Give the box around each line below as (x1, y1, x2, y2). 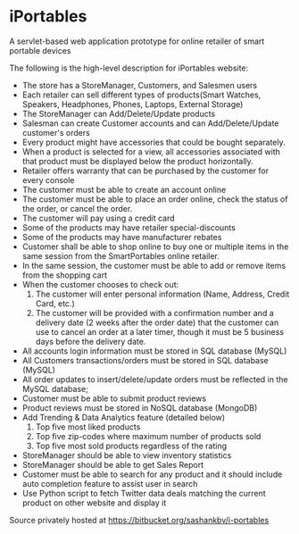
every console (21, 174, 75, 185)
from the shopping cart (21, 270, 108, 280)
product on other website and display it (21, 497, 167, 508)
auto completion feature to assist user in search (21, 478, 198, 488)
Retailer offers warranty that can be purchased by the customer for (21, 165, 270, 176)
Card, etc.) (35, 297, 76, 309)
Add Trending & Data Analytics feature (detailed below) (21, 412, 226, 422)
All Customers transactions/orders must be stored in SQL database (21, 355, 270, 365)
